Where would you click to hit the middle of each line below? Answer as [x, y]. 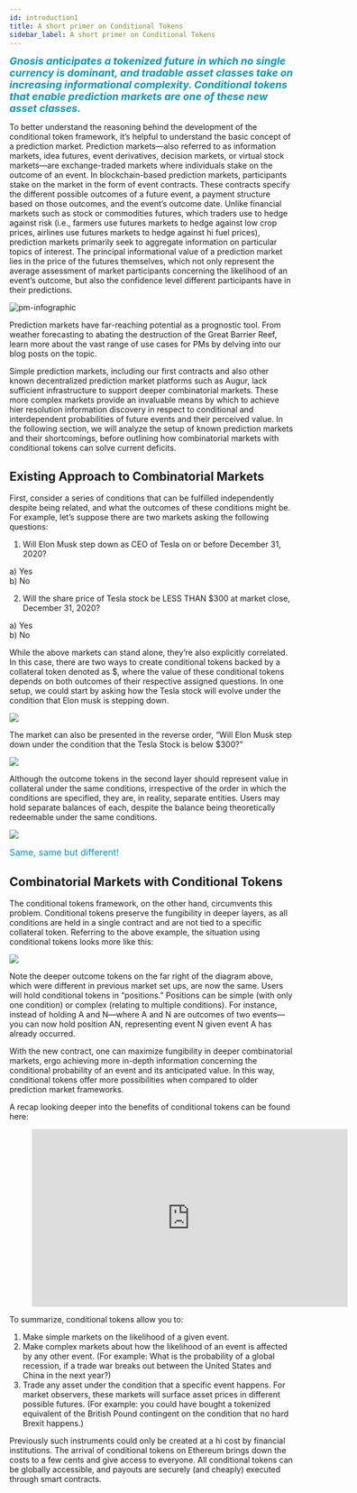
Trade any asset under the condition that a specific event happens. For [154, 1385]
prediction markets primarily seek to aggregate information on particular [143, 242]
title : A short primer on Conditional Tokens [96, 26]
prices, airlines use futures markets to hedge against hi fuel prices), [135, 233]
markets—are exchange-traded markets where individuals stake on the [141, 166]
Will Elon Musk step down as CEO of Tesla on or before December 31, [151, 544]
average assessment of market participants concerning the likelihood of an [149, 271]
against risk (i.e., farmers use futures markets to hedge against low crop [143, 223]
